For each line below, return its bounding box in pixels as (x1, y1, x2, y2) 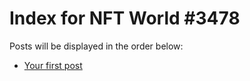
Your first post (23, 59, 83, 71)
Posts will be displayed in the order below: (9, 40, 184, 52)
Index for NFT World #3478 (9, 7, 241, 30)
